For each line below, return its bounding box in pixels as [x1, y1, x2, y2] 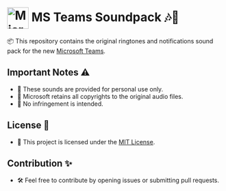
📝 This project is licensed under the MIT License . [16, 137, 155, 146]
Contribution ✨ [7, 157, 73, 169]
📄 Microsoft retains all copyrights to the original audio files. [16, 92, 184, 100]
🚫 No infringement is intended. [16, 100, 104, 108]
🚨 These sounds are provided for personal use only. [16, 85, 164, 93]
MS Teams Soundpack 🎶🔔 [31, 9, 179, 25]
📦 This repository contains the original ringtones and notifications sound [7, 36, 214, 45]
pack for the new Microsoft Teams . [7, 47, 106, 55]
